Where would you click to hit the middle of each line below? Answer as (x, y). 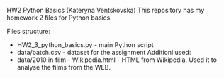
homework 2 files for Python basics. (60, 18)
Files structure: (29, 31)
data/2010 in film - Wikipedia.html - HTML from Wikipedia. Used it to (117, 60)
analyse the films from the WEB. (64, 67)
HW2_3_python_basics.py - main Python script (85, 45)
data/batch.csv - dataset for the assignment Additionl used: (104, 52)
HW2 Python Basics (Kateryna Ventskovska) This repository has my (106, 10)
